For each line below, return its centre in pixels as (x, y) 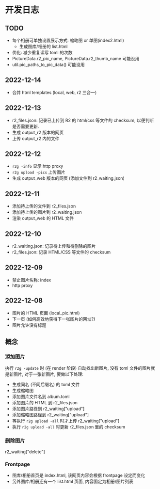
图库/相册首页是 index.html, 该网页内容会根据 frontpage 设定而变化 (79, 475)
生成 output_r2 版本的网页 (38, 132)
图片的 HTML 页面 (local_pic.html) (46, 313)
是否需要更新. (25, 126)
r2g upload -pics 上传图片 (39, 172)
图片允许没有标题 (29, 325)
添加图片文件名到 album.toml (41, 397)
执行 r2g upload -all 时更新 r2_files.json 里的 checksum (69, 427)
